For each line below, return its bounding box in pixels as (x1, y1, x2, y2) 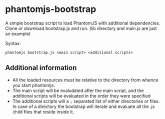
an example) (5, 30, 31, 36)
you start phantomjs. (12, 82, 55, 88)
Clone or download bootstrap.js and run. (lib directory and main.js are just (5, 25, 157, 31)
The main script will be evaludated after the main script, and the (12, 87, 144, 93)
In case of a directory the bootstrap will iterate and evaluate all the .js (12, 103, 155, 109)
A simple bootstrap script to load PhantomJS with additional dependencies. (5, 20, 160, 26)
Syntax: (5, 40, 21, 46)
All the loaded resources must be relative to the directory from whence (12, 76, 158, 83)
